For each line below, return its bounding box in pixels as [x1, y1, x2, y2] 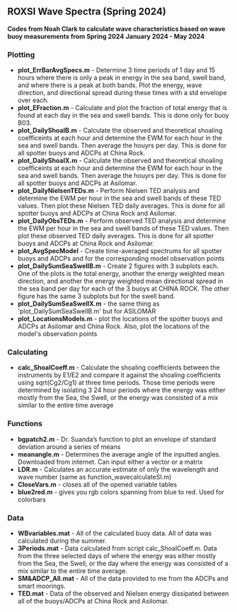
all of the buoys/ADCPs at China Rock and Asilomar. [17, 597, 169, 605]
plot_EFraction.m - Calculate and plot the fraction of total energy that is [17, 104, 228, 112]
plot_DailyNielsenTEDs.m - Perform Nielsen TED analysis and [17, 187, 200, 195]
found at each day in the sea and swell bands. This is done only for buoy [17, 111, 229, 120]
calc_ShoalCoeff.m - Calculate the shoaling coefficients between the [17, 363, 221, 372]
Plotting [7, 50, 35, 60]
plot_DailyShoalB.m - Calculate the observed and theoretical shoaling [17, 126, 223, 135]
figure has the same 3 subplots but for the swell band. [17, 292, 175, 301]
